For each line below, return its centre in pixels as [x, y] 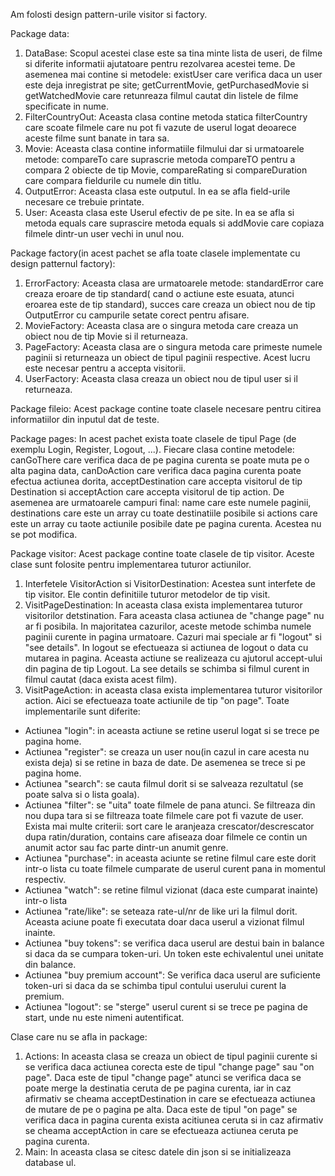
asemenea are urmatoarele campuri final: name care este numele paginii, [161, 502]
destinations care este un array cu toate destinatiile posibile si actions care [164, 513]
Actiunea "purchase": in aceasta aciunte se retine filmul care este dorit [170, 858]
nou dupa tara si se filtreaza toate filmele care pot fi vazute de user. [164, 815]
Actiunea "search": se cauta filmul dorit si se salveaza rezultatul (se [164, 783]
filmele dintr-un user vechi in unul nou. [104, 233]
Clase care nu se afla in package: [79, 1037]
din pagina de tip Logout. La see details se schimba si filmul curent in [167, 668]
